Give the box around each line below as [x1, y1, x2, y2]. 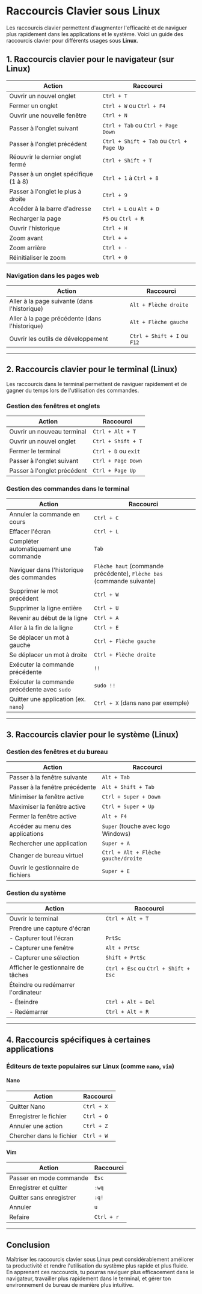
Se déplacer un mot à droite [9, 651, 88, 659]
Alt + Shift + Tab [102, 783, 155, 791]
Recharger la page [9, 214, 61, 222]
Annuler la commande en [9, 510, 80, 518]
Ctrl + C [94, 515, 119, 521]
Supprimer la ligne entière [9, 604, 82, 613]
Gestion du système [6, 889, 66, 897]
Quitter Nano [9, 1102, 46, 1111]
